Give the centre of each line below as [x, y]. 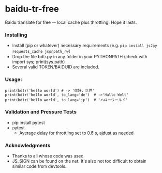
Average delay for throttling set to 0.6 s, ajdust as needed [76, 133]
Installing [16, 35]
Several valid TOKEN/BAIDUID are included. [56, 67]
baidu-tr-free [32, 9]
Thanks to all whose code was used [48, 156]
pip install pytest [28, 123]
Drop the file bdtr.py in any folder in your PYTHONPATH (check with [80, 57]
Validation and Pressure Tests [41, 112]
